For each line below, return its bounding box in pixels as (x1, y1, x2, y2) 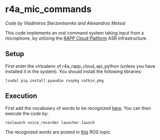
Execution (5, 92, 37, 100)
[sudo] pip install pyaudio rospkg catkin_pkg (5, 78, 104, 83)
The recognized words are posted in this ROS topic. (5, 129, 111, 135)
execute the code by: (5, 110, 49, 116)
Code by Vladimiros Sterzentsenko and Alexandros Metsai (5, 20, 126, 26)
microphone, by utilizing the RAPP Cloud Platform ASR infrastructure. (5, 35, 147, 41)
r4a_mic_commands (5, 4, 91, 15)
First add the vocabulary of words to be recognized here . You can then (5, 105, 151, 111)
